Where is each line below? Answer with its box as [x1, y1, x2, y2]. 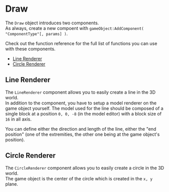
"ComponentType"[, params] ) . [5, 30, 68, 36]
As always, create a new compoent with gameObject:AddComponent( [5, 25, 144, 31]
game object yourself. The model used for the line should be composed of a [5, 105, 163, 111]
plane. [5, 181, 19, 187]
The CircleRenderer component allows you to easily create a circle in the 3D [5, 165, 164, 171]
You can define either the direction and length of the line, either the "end [5, 126, 156, 132]
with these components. [5, 46, 56, 52]
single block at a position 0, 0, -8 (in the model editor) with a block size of [5, 110, 162, 117]
